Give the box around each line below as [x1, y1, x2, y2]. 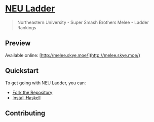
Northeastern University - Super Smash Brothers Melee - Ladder [17, 19, 149, 25]
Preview [5, 39, 31, 48]
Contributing [5, 109, 45, 117]
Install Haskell [12, 95, 41, 101]
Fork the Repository [12, 89, 53, 95]
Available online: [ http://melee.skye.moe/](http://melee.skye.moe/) [5, 52, 141, 58]
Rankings [17, 24, 37, 30]
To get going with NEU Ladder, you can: [5, 80, 86, 86]
